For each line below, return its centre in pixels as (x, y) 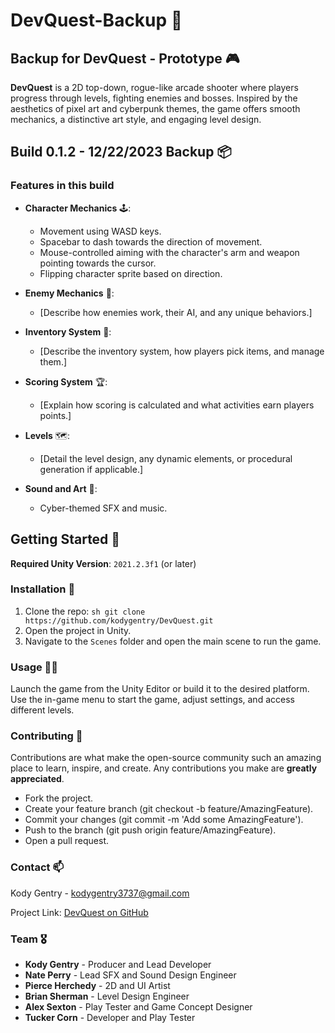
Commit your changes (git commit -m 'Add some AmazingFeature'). (164, 820)
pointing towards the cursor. (98, 263)
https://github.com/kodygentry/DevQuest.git (119, 620)
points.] (55, 415)
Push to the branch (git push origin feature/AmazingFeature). (150, 830)
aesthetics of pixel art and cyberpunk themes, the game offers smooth (155, 108)
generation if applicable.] (91, 469)
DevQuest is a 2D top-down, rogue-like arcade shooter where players (154, 87)
